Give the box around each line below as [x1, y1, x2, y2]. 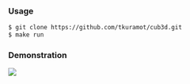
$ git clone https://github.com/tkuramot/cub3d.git [8, 24, 182, 32]
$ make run [8, 31, 44, 39]
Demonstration [8, 49, 67, 60]
